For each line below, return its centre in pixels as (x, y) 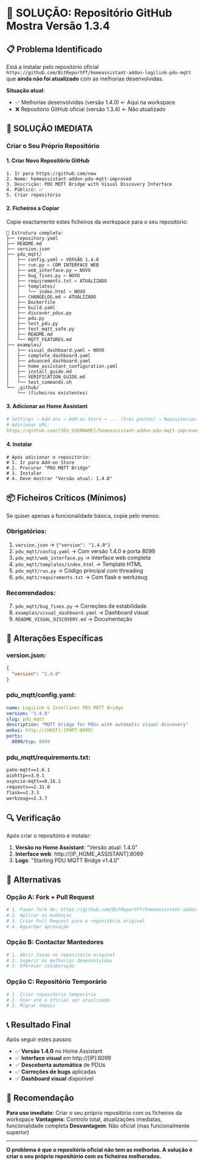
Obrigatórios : (26, 531)
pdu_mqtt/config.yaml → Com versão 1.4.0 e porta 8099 (85, 551)
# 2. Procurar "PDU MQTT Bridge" (49, 468)
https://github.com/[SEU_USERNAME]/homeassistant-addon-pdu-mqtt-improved (103, 430)
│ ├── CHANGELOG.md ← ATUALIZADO (51, 297)
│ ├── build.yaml (31, 308)
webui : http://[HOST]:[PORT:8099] (50, 730)
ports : (15, 736)
